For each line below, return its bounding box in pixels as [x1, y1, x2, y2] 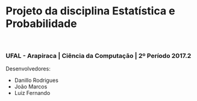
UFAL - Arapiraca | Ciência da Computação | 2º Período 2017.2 [5, 51, 192, 60]
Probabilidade [5, 17, 77, 30]
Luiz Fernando [14, 90, 51, 97]
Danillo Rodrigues [14, 76, 58, 84]
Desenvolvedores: [5, 65, 51, 72]
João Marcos [14, 83, 48, 90]
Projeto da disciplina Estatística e [5, 4, 175, 18]
